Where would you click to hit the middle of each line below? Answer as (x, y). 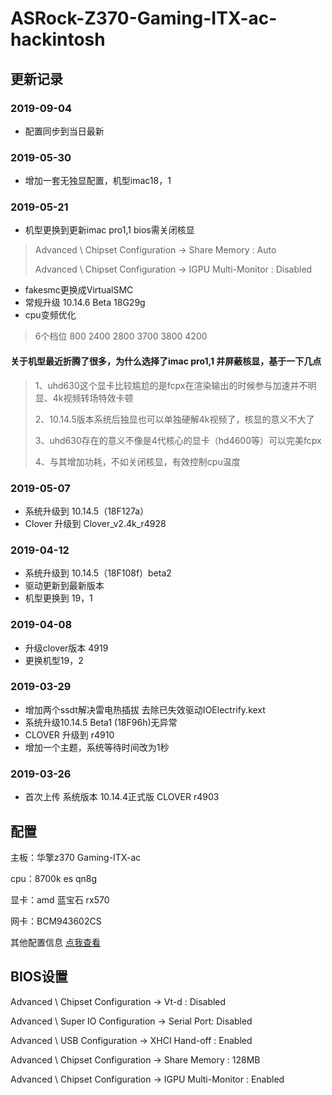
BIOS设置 (39, 977)
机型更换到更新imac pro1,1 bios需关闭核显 (109, 230)
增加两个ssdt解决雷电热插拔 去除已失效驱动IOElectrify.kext (145, 709)
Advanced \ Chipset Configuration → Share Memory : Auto (155, 250)
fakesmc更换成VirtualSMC (79, 290)
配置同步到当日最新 (64, 131)
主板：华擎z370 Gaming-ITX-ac (76, 857)
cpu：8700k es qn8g (54, 878)
